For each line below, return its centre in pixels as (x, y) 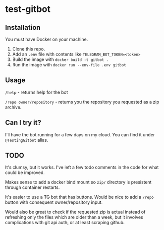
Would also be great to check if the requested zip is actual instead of (75, 212)
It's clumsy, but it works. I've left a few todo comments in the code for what (82, 168)
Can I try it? (23, 123)
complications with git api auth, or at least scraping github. (65, 223)
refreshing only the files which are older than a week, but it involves (74, 217)
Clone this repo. (28, 49)
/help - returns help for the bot (37, 92)
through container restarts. (33, 187)
